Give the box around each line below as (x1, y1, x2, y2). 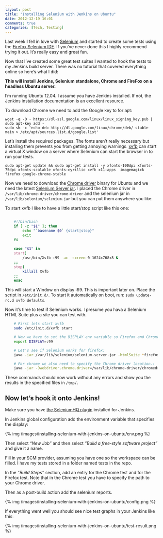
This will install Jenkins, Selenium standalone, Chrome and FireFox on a (5, 78, 152, 84)
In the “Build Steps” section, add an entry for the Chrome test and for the (5, 470, 151, 476)
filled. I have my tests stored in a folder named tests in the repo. (5, 460, 132, 466)
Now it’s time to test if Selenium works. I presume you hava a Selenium (5, 307, 147, 312)
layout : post (5, 7, 32, 12)
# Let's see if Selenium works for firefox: (14, 348, 105, 353)
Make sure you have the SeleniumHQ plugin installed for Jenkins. (5, 407, 135, 413)
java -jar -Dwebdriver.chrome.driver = (14, 366, 92, 371)
